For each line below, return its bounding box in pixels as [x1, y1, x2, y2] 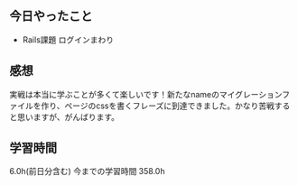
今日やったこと [9, 8, 93, 24]
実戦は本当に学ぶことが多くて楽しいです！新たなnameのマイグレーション [9, 88, 283, 99]
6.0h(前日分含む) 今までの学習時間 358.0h [9, 166, 165, 177]
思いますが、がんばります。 [16, 111, 120, 122]
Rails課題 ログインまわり [22, 34, 115, 45]
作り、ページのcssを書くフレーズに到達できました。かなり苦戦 [40, 100, 275, 111]
